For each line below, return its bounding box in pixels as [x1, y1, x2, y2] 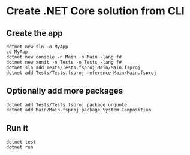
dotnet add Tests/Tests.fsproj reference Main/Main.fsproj [6, 70, 157, 76]
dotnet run [6, 144, 34, 150]
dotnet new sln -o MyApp [6, 44, 68, 49]
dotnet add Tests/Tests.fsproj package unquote [6, 101, 128, 108]
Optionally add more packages [6, 86, 123, 96]
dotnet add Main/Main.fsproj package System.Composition [6, 107, 152, 113]
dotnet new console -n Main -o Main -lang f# [6, 54, 122, 60]
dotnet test [6, 139, 36, 145]
